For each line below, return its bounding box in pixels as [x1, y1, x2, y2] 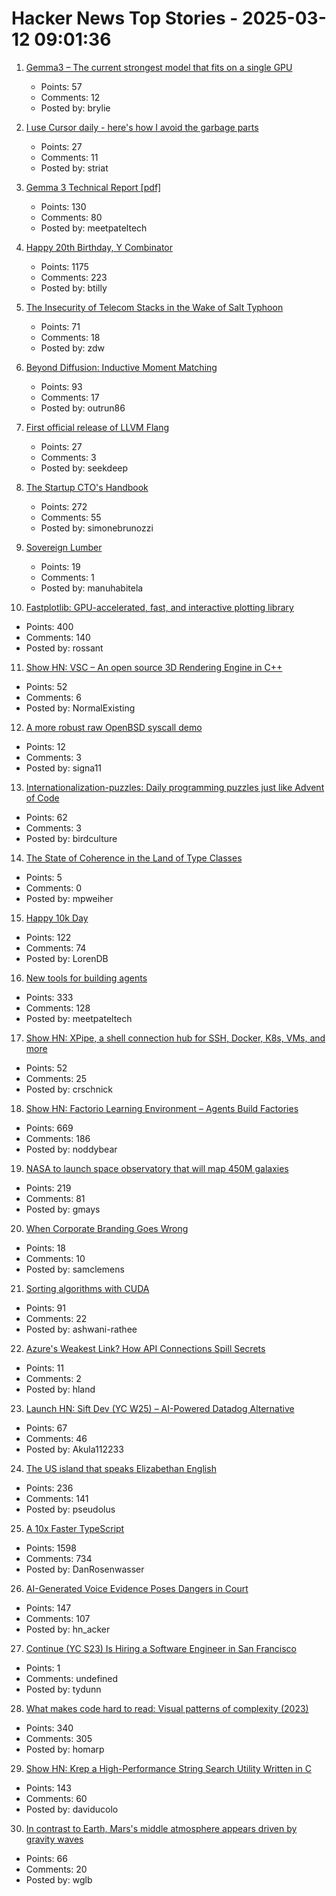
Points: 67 [25, 1422, 68, 1434]
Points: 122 [25, 931, 72, 943]
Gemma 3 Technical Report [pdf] [25, 181, 162, 193]
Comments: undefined [25, 1672, 119, 1684]
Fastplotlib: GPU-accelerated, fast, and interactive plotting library [25, 601, 294, 613]
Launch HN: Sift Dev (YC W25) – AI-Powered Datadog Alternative [25, 1402, 295, 1414]
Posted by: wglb [25, 1873, 93, 1886]
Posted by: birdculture [25, 832, 118, 844]
